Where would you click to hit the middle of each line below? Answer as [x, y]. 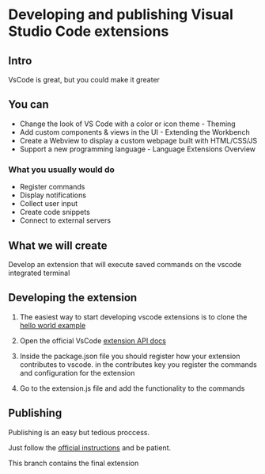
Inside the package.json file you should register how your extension [130, 356]
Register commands [52, 187]
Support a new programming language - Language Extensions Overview [137, 149]
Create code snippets [55, 212]
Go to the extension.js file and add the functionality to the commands [132, 388]
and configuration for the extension [77, 373]
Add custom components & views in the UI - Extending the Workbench [135, 132]
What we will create [58, 245]
